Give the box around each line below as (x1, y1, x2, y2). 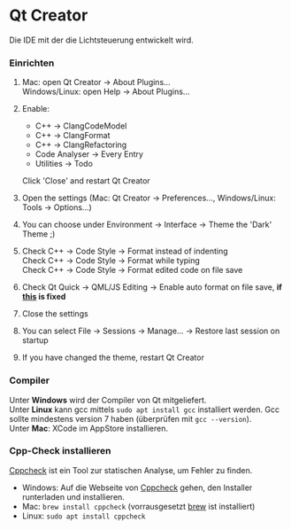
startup (21, 335, 49, 346)
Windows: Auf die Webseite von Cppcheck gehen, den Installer (21, 482, 253, 493)
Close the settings (21, 308, 88, 319)
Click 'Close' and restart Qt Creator (21, 175, 150, 186)
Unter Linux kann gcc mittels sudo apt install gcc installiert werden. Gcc (9, 404, 280, 415)
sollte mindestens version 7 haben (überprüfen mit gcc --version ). (9, 413, 252, 424)
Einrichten (9, 57, 55, 69)
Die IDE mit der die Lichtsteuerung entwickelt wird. (9, 35, 194, 45)
